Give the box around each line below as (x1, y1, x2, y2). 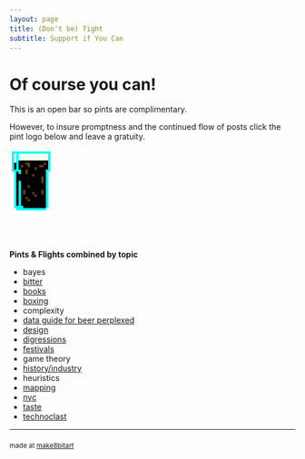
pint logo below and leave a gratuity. (9, 132, 145, 142)
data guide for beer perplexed (22, 314, 135, 326)
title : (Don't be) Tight (9, 24, 103, 34)
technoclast (22, 411, 67, 422)
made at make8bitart (9, 441, 74, 450)
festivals (22, 343, 54, 354)
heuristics (22, 372, 61, 383)
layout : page (9, 15, 59, 24)
